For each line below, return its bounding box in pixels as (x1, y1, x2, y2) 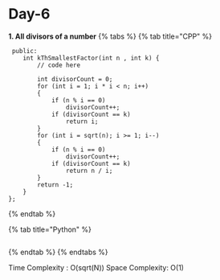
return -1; (37, 180, 74, 189)
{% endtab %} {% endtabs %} (8, 247, 108, 257)
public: (11, 47, 38, 55)
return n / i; (65, 167, 113, 175)
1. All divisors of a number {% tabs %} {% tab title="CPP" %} (8, 31, 213, 41)
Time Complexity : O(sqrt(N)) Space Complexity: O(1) (8, 262, 185, 272)
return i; (65, 117, 99, 126)
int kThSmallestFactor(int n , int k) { (22, 54, 160, 62)
